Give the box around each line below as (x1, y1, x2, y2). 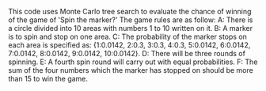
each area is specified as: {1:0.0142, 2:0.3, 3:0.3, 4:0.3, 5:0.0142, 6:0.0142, (8, 40, 251, 50)
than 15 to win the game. (8, 74, 89, 83)
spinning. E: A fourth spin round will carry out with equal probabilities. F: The (8, 57, 258, 66)
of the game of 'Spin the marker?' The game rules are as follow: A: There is (8, 15, 253, 25)
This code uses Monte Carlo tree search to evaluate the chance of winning (8, 7, 252, 16)
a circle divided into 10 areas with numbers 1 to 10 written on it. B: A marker (8, 24, 253, 32)
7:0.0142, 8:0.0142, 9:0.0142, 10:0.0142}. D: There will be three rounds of (8, 49, 245, 58)
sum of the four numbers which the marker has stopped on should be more (8, 66, 253, 74)
